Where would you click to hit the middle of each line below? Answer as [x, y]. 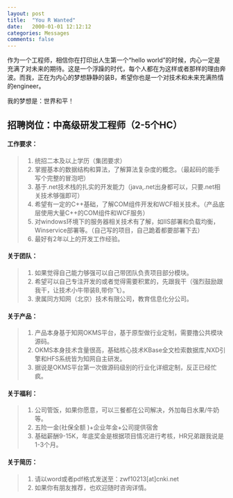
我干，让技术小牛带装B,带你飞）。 [81, 290]
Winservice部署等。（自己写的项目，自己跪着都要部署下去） [119, 230]
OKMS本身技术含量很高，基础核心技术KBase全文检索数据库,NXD [127, 350]
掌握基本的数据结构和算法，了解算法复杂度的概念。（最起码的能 [124, 169]
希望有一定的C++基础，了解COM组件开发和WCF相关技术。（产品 [127, 204]
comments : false [31, 40]
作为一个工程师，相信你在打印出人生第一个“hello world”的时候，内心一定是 [114, 60]
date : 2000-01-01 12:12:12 [49, 26]
